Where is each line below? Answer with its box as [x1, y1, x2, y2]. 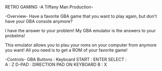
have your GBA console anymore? [5, 19, 73, 24]
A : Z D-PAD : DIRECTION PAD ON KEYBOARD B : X [5, 62, 107, 67]
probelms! [5, 33, 25, 38]
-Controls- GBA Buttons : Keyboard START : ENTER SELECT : [5, 57, 127, 62]
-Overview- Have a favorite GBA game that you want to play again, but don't [5, 13, 157, 19]
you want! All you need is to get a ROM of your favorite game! [5, 47, 128, 53]
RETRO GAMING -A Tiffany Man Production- [5, 4, 93, 10]
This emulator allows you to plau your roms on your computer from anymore [5, 42, 157, 47]
